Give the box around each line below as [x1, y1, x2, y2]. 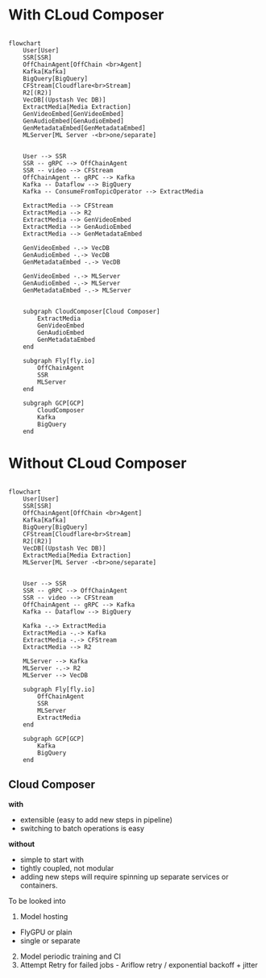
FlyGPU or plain [19, 927, 73, 937]
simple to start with [19, 855, 85, 864]
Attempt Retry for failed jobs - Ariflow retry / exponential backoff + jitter [19, 959, 258, 969]
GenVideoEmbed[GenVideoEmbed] [23, 110, 125, 118]
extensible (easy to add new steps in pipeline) [19, 814, 173, 824]
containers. [19, 880, 58, 890]
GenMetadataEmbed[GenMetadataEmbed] [23, 123, 147, 132]
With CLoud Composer [8, 6, 164, 24]
